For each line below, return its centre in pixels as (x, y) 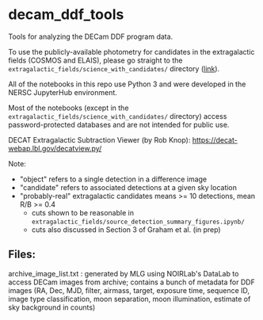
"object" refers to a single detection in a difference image (113, 179)
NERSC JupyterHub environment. (63, 92)
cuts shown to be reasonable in (83, 212)
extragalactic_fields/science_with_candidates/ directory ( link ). (114, 68)
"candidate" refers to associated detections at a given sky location (128, 187)
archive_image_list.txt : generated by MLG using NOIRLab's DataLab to (124, 273)
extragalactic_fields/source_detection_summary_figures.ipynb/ (138, 222)
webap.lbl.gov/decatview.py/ (55, 148)
